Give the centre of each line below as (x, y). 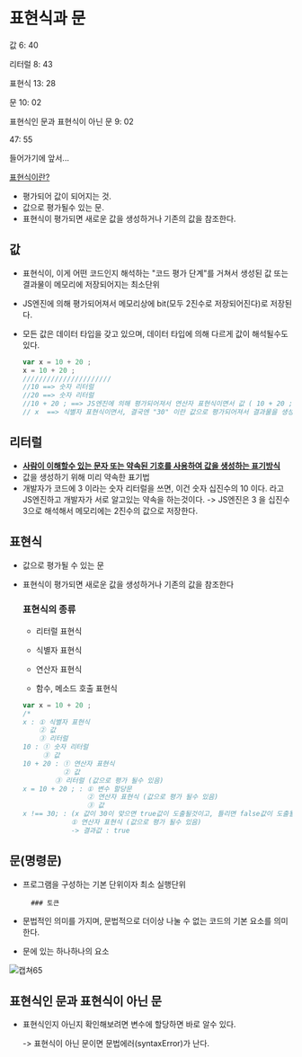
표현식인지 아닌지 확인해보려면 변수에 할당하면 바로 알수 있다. (129, 1025)
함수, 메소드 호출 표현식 (77, 688)
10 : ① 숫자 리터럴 (55, 747)
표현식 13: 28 (33, 83)
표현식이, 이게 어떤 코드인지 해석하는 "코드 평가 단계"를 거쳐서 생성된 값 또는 (155, 273)
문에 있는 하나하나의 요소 (66, 951)
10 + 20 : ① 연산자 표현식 (68, 764)
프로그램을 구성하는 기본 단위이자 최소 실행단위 (104, 884)
